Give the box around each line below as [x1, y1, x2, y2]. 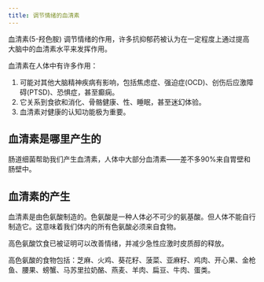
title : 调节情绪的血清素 [8, 11, 80, 20]
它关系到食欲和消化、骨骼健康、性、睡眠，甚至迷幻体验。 [19, 97, 206, 106]
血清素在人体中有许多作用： [8, 61, 98, 70]
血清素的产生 [8, 190, 71, 203]
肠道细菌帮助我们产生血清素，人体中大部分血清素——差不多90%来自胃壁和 [8, 154, 251, 164]
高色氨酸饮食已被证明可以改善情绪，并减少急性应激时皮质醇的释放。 [8, 239, 229, 248]
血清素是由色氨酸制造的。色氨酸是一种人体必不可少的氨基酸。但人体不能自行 [8, 212, 256, 221]
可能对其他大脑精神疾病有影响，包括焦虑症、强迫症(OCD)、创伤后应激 [19, 77, 247, 87]
